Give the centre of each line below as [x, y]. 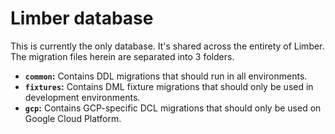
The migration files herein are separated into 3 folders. [122, 56]
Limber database [82, 18]
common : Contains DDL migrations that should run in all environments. [166, 76]
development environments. [82, 97]
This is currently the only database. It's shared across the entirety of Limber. [167, 46]
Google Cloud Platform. [73, 118]
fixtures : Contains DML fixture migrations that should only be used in [169, 86]
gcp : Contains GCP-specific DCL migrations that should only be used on [173, 108]
